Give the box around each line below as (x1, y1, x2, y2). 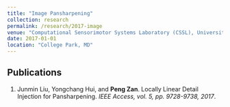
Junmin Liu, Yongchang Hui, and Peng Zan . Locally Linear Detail (16, 85, 199, 93)
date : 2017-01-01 (7, 35, 57, 42)
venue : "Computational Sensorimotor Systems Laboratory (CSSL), (7, 29, 194, 36)
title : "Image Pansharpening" (7, 10, 94, 17)
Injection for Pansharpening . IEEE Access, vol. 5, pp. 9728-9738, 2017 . (16, 92, 216, 100)
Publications (7, 67, 62, 78)
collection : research (7, 16, 69, 23)
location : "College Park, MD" (7, 42, 94, 48)
